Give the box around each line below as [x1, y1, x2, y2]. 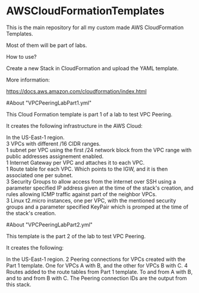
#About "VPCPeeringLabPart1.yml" [6, 99, 92, 106]
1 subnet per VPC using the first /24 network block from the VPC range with [6, 146, 192, 153]
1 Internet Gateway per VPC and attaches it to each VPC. [6, 159, 145, 166]
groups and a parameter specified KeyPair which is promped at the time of [6, 203, 189, 210]
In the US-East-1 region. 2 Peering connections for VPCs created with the [6, 256, 186, 263]
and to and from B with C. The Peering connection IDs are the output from [6, 275, 187, 282]
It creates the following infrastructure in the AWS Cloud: [6, 122, 143, 129]
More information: [6, 76, 50, 83]
